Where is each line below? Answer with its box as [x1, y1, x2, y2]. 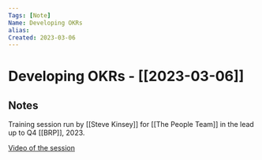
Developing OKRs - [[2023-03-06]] [8, 68, 245, 85]
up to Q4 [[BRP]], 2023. [8, 128, 85, 138]
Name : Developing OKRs [8, 19, 83, 27]
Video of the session [8, 143, 75, 153]
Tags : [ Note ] [8, 11, 51, 20]
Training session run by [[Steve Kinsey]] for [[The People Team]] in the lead [8, 120, 254, 129]
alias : [8, 26, 30, 34]
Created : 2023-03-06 [8, 33, 77, 42]
